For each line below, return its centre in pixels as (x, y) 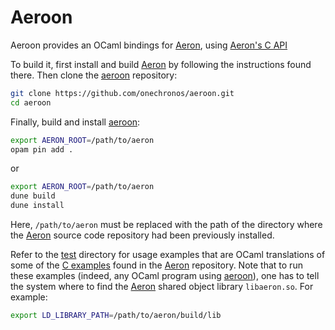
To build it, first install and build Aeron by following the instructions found (161, 64)
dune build (33, 196)
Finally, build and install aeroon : (75, 122)
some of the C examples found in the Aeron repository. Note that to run (156, 265)
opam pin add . (42, 149)
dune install (37, 206)
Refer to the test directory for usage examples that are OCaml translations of (168, 255)
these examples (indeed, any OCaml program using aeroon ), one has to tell (165, 276)
